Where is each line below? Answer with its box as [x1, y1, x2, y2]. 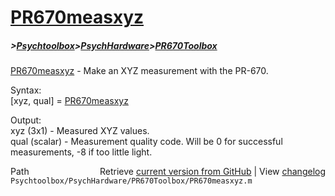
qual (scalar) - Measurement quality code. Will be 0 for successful [10, 136, 283, 148]
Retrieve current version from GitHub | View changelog [99, 166, 326, 178]
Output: [10, 114, 42, 126]
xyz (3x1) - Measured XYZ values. [10, 125, 150, 137]
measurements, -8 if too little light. [10, 146, 153, 158]
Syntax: [10, 84, 42, 96]
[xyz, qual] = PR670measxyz [10, 95, 129, 107]
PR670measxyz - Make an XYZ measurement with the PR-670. [10, 65, 269, 77]
